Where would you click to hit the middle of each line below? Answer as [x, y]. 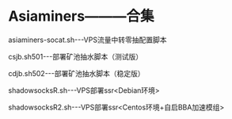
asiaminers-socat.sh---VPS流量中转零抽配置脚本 [87, 40]
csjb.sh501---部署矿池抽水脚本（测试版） [76, 56]
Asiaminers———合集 [81, 16]
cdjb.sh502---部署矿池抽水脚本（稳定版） [76, 73]
